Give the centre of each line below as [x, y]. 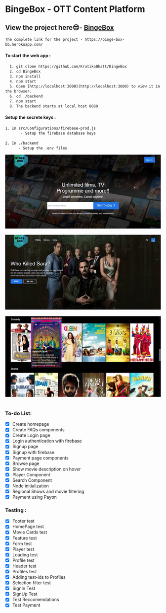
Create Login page [31, 435]
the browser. [19, 91]
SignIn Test [24, 588]
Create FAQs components [39, 430]
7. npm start [23, 101]
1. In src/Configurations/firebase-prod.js [51, 128]
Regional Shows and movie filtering [48, 491]
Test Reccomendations [36, 600]
